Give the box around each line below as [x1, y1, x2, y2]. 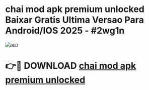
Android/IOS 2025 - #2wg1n [5, 25, 125, 36]
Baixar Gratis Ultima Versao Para [5, 14, 144, 26]
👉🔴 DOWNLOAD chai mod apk [5, 60, 136, 71]
